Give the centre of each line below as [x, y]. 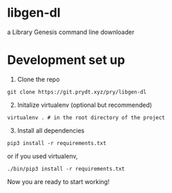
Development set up [66, 60]
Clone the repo [38, 79]
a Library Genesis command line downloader [71, 32]
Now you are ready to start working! [58, 181]
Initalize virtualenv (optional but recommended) [85, 105]
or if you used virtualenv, [42, 156]
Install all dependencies [51, 131]
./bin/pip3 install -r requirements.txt [66, 169]
